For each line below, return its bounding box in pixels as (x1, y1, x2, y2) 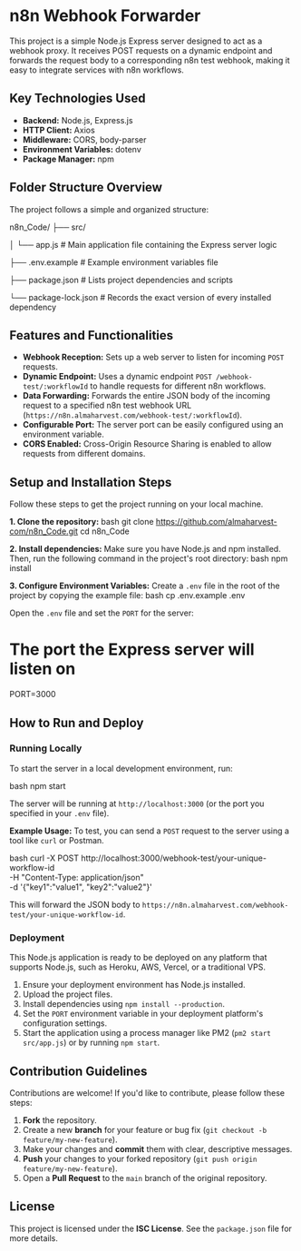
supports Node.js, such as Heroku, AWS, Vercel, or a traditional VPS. (9, 961, 266, 972)
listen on (9, 659, 76, 679)
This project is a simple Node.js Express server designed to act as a (9, 35, 263, 46)
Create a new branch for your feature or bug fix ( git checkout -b (22, 1124, 267, 1135)
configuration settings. (22, 1018, 107, 1029)
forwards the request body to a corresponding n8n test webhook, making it (9, 54, 290, 65)
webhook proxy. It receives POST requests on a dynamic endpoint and (9, 44, 273, 55)
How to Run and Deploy (9, 714, 144, 731)
